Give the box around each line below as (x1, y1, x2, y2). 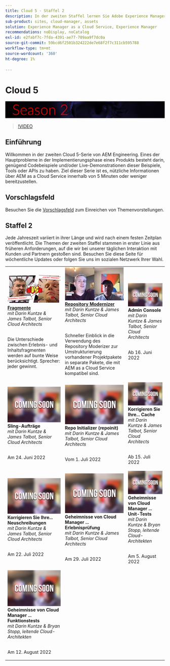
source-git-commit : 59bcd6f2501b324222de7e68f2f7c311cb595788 (5, 41, 139, 46)
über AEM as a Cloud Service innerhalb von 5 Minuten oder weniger (5, 173, 147, 179)
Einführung (5, 138, 41, 147)
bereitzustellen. (5, 178, 38, 184)
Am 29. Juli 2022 (65, 556, 102, 562)
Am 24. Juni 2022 (7, 455, 46, 461)
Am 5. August (128, 553, 157, 559)
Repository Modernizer (65, 301, 115, 307)
